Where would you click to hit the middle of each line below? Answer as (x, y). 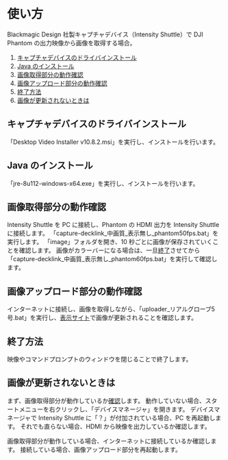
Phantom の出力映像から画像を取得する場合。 (72, 43)
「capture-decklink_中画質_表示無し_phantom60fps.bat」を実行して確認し (112, 259)
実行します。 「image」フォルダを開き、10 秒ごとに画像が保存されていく (110, 242)
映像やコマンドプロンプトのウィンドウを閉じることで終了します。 (100, 359)
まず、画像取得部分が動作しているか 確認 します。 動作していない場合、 (106, 400)
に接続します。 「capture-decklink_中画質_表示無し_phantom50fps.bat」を (113, 233)
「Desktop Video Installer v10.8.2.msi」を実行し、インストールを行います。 (113, 142)
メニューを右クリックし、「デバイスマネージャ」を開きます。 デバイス (116, 409)
